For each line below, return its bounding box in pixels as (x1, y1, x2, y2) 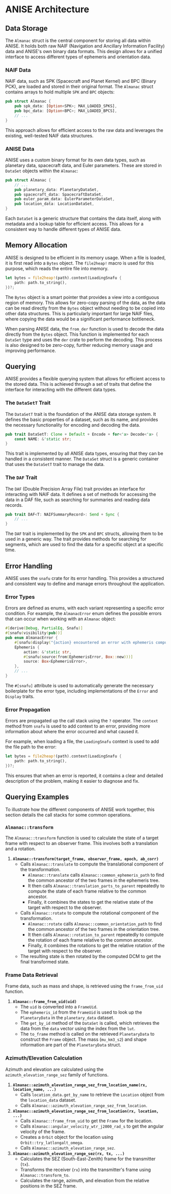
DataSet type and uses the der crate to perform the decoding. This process (5, 336, 163, 343)
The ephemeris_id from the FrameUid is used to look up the (20, 1009, 142, 1015)
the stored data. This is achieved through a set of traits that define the (5, 381, 152, 387)
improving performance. (5, 347, 56, 354)
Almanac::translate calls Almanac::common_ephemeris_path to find (27, 872, 164, 878)
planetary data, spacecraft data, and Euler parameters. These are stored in (5, 162, 162, 168)
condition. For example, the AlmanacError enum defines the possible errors (5, 611, 162, 617)
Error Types (5, 593, 35, 600)
